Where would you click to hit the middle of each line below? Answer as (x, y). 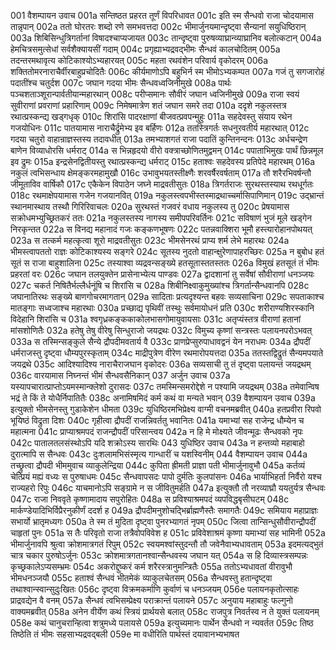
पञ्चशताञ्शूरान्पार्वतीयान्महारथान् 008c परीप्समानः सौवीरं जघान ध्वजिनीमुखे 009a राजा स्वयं (155, 94)
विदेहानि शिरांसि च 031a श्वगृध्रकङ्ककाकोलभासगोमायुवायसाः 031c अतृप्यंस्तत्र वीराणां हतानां (156, 319)
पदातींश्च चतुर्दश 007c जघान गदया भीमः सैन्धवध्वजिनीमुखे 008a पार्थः (121, 83)
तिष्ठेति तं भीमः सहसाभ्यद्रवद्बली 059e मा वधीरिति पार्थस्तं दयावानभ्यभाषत (125, 634)
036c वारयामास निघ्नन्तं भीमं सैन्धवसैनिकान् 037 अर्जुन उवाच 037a (120, 375)
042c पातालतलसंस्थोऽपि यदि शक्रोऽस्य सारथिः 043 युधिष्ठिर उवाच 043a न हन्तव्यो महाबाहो (157, 443)
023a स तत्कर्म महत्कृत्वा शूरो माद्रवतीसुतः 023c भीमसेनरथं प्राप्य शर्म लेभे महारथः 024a (150, 240)
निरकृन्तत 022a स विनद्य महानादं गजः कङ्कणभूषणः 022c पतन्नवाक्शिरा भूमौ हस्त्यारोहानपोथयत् (161, 229)
